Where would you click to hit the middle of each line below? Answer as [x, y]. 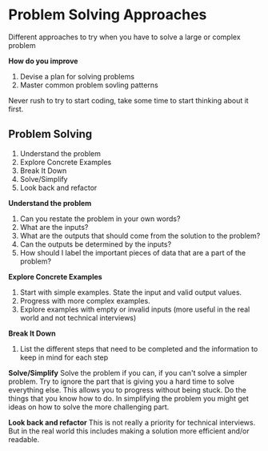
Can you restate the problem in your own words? [100, 219]
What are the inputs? [54, 227]
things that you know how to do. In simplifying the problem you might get [129, 398]
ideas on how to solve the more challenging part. [89, 407]
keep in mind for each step [64, 357]
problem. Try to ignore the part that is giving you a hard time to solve [121, 381]
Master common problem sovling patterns [89, 85]
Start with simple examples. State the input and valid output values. [131, 292]
